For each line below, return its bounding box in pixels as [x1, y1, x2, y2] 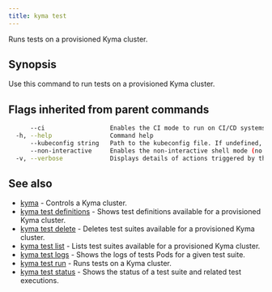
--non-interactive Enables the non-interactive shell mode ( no [29, 147, 263, 155]
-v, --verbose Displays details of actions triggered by [15, 154, 255, 162]
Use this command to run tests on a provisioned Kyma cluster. [8, 79, 215, 89]
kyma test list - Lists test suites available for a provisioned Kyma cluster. [19, 241, 261, 251]
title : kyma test [8, 11, 67, 20]
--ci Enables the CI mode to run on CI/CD [29, 124, 237, 132]
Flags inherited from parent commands [8, 102, 210, 116]
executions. [19, 276, 59, 286]
